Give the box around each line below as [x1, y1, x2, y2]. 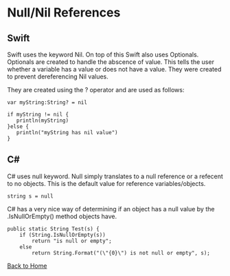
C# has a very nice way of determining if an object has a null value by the [7, 204, 215, 213]
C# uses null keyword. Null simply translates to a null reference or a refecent [7, 172, 223, 180]
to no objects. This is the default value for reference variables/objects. [7, 179, 206, 187]
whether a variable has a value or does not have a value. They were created [7, 65, 222, 73]
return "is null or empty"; [32, 237, 112, 244]
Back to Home [7, 262, 47, 270]
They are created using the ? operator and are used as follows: [7, 86, 185, 94]
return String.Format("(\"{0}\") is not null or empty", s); [32, 249, 211, 256]
